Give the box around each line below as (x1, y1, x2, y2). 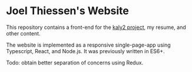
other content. (6, 30, 41, 37)
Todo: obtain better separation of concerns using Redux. (6, 59, 144, 66)
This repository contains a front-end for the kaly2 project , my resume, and (6, 24, 187, 31)
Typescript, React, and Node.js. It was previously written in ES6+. (6, 47, 165, 54)
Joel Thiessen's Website (6, 4, 130, 18)
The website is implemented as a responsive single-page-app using (6, 41, 171, 48)
